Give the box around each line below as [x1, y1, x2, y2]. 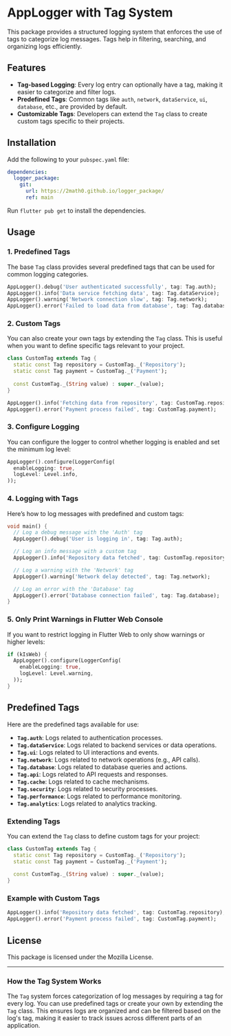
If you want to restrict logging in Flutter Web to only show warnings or [7, 630, 205, 638]
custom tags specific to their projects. [16, 117, 125, 125]
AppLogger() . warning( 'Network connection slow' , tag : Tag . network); [7, 296, 208, 303]
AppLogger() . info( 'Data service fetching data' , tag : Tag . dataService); [7, 290, 220, 296]
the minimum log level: [7, 445, 71, 453]
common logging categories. [7, 270, 89, 278]
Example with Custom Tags [7, 894, 100, 903]
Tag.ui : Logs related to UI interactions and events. [16, 748, 159, 756]
